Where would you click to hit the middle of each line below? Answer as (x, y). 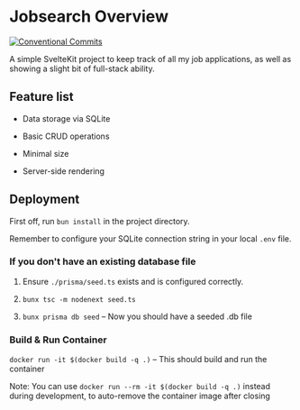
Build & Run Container (58, 340)
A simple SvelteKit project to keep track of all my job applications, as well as (150, 59)
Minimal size (45, 153)
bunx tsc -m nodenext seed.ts (79, 299)
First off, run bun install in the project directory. (100, 221)
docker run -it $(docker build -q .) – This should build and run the (138, 360)
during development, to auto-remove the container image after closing (140, 396)
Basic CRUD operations (66, 136)
